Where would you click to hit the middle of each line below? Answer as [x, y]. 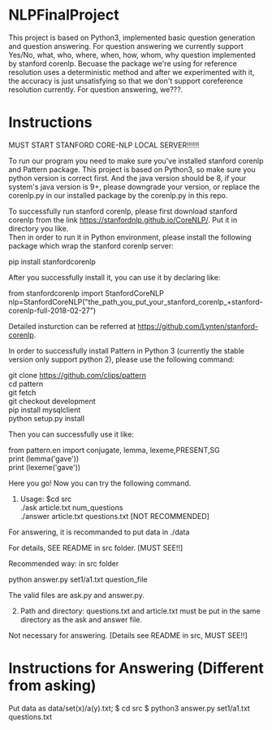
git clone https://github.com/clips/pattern [77, 375]
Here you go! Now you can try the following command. [100, 483]
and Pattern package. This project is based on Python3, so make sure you [132, 169]
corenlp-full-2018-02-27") [52, 310]
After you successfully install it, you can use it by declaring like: [114, 277]
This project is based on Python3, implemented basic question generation [132, 37]
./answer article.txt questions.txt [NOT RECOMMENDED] [114, 516]
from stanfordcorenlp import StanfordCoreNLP [86, 293]
